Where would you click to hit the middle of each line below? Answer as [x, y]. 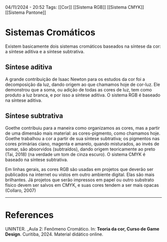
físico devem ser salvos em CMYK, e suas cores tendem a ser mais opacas [82, 185]
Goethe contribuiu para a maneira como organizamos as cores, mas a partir [83, 128]
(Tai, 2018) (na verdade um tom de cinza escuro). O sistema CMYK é [75, 154]
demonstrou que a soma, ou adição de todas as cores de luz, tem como [79, 89]
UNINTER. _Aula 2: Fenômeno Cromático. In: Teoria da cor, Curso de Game [82, 229]
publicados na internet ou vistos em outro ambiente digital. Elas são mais [80, 174]
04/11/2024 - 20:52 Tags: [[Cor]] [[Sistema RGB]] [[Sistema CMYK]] [75, 7]
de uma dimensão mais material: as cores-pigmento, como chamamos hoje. [83, 133]
